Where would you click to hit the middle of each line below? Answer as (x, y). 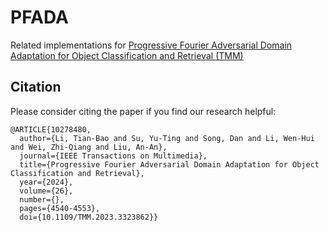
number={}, (42, 199)
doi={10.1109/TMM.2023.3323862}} (89, 217)
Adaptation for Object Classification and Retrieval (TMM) (127, 55)
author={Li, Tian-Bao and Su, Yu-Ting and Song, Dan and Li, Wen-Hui (167, 138)
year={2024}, (46, 182)
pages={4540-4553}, (60, 208)
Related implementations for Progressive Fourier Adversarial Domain (151, 45)
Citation (36, 87)
